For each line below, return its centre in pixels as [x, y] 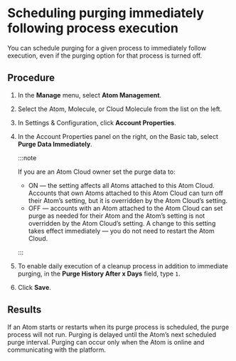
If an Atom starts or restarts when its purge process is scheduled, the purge [118, 327]
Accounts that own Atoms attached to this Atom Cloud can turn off [126, 193]
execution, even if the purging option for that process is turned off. [105, 56]
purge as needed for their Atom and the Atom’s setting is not [117, 216]
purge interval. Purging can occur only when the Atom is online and [106, 342]
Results [25, 310]
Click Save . [34, 287]
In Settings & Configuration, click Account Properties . [97, 122]
